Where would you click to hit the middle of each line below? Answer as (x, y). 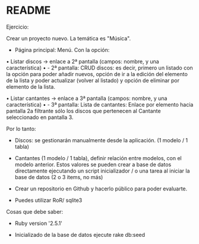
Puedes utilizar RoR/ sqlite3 (48, 200)
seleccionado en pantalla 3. (40, 117)
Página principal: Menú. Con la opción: (62, 50)
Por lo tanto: (21, 129)
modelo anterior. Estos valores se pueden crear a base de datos (93, 164)
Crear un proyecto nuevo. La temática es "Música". (69, 38)
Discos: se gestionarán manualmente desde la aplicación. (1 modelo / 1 (101, 140)
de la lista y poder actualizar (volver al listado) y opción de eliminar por (93, 80)
